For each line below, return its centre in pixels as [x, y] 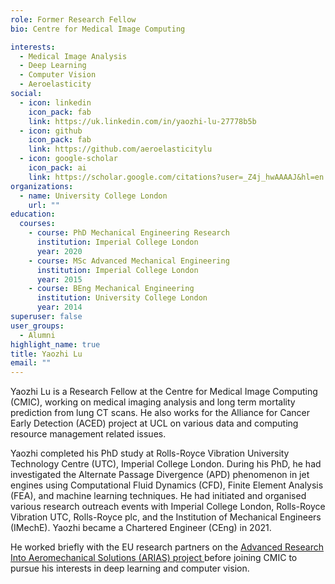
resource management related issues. [88, 434]
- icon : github [51, 131]
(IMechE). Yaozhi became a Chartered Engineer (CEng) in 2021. [141, 528]
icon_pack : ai [57, 168]
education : [33, 214]
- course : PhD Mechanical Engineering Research [129, 233]
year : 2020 [59, 251]
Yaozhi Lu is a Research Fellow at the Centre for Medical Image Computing [164, 392]
